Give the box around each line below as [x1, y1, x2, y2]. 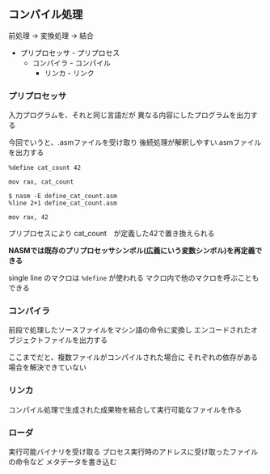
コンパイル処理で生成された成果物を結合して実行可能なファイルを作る [8, 404, 243, 414]
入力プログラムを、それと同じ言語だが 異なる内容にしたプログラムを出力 [8, 110, 251, 120]
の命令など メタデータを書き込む [8, 457, 117, 467]
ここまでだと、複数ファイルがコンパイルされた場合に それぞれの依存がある [8, 353, 259, 362]
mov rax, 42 [8, 214, 49, 222]
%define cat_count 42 [8, 164, 82, 172]
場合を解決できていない [8, 362, 86, 372]
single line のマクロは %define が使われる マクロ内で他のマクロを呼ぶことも [8, 273, 259, 283]
